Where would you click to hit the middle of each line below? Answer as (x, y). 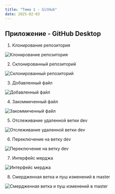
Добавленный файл (32, 83)
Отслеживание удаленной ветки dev (50, 121)
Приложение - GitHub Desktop (53, 34)
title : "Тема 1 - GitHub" (31, 9)
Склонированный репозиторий (44, 64)
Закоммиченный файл (35, 102)
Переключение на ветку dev (41, 139)
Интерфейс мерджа (32, 158)
